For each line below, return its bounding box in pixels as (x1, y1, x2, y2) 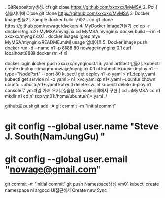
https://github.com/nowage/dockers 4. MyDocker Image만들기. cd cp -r (5, 23, 150, 29)
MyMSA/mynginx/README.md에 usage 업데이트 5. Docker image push (5, 39, 148, 45)
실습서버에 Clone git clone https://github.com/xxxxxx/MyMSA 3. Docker (5, 10, 150, 16)
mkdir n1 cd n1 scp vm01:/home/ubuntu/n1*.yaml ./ (5, 93, 107, 99)
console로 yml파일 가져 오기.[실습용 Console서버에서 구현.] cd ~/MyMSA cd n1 (5, 88, 160, 93)
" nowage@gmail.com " (5, 164, 101, 175)
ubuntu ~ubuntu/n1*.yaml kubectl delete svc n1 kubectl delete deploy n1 (5, 82, 151, 87)
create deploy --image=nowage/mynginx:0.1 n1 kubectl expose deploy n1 (5, 66, 153, 71)
